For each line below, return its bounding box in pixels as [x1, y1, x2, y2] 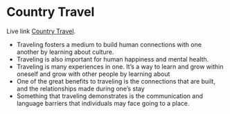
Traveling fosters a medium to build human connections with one [16, 40, 202, 48]
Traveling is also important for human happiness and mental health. [16, 55, 209, 63]
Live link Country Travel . [6, 27, 76, 35]
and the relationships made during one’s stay [16, 84, 145, 93]
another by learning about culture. [16, 48, 114, 56]
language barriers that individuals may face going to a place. [16, 99, 190, 107]
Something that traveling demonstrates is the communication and [16, 91, 204, 100]
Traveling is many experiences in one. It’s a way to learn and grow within [16, 62, 224, 70]
